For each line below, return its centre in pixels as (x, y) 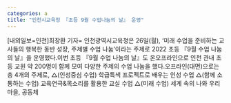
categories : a (28, 13)
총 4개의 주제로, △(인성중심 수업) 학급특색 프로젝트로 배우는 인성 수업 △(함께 (111, 75)
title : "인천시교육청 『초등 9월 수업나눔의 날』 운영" (76, 20)
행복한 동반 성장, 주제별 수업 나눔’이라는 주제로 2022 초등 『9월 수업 (117, 49)
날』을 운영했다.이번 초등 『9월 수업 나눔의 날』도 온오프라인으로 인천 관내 (114, 57)
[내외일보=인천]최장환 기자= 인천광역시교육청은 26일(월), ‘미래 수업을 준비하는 (112, 40)
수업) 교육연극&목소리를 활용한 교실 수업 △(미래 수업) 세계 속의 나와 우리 (123, 83)
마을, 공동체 (23, 92)
